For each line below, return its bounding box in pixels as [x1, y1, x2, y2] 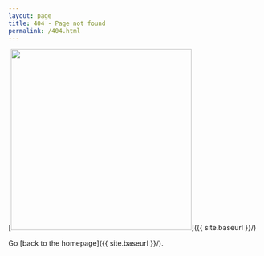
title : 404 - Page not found [8, 19, 106, 27]
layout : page [8, 11, 52, 20]
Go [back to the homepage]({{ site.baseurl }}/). [8, 238, 164, 248]
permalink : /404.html [8, 27, 81, 35]
